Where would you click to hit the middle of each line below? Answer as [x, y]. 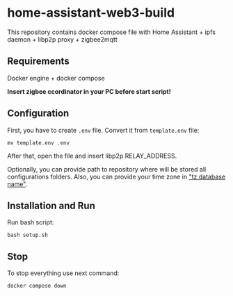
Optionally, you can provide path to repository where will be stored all [107, 169]
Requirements [38, 61]
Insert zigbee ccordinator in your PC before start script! [89, 91]
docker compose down [37, 286]
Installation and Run [51, 205]
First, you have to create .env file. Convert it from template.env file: [103, 130]
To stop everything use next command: [63, 273]
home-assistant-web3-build [91, 13]
